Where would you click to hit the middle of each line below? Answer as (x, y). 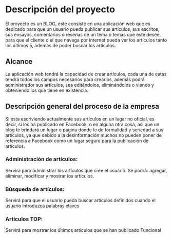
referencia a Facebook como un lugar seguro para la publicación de (77, 141)
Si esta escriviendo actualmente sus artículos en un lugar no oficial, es (80, 118)
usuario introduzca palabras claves (42, 206)
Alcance (19, 62)
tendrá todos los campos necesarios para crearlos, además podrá (75, 79)
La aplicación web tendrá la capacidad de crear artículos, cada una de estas (86, 74)
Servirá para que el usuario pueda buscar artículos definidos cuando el (80, 201)
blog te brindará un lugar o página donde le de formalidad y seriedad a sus (84, 130)
